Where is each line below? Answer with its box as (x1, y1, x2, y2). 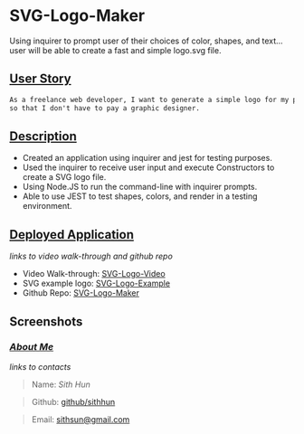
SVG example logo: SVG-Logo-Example (22, 278, 170, 289)
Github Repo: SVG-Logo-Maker (22, 288, 140, 298)
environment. (22, 201, 72, 212)
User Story (9, 71, 71, 87)
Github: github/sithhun (31, 396, 116, 407)
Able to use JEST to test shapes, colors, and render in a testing (22, 191, 258, 202)
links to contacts (9, 361, 71, 372)
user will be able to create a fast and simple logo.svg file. (9, 44, 222, 55)
